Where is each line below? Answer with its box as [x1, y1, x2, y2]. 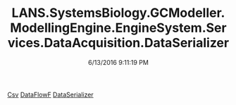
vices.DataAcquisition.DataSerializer [7, 35, 230, 51]
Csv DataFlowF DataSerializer [7, 90, 94, 99]
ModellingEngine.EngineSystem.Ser [10, 20, 227, 36]
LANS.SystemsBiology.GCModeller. [11, 5, 225, 21]
